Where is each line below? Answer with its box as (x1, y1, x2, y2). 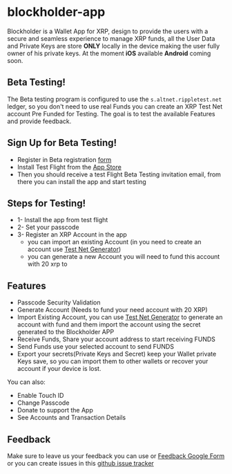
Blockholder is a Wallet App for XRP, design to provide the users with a (7, 27, 209, 35)
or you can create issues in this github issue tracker (7, 459, 154, 467)
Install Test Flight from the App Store (17, 163, 122, 171)
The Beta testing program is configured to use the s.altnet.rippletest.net (7, 95, 222, 103)
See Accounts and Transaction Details (17, 413, 126, 422)
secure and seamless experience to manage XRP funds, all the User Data (7, 34, 215, 42)
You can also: (7, 378, 46, 386)
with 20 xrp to (27, 260, 68, 268)
